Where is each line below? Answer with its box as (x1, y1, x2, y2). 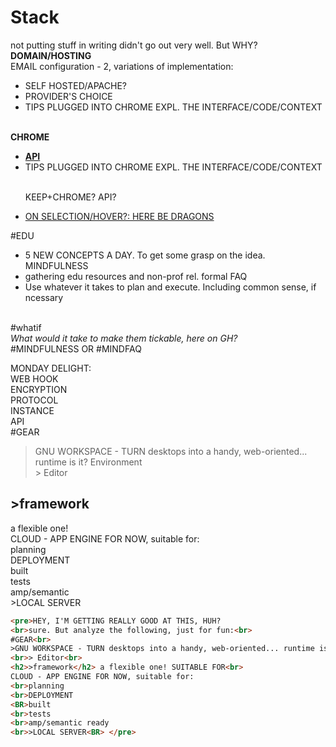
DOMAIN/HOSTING (10, 49, 92, 61)
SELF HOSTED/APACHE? (24, 79, 127, 91)
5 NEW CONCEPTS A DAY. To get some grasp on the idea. (24, 249, 266, 261)
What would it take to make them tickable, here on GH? (10, 332, 238, 344)
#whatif (10, 321, 42, 333)
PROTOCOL (10, 394, 59, 406)
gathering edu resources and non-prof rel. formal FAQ (24, 270, 248, 282)
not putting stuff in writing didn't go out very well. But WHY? (10, 39, 258, 51)
